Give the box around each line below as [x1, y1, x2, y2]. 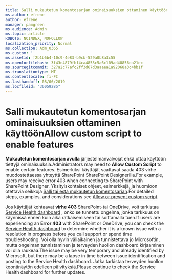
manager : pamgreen [5, 22, 45, 27]
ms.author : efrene [5, 12, 45, 17]
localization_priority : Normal [5, 41, 72, 46]
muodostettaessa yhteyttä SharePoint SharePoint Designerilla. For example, [5, 172, 164, 178]
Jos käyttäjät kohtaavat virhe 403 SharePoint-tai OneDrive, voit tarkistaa [5, 204, 159, 210]
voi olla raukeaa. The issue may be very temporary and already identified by [5, 247, 164, 253]
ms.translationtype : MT [5, 70, 56, 75]
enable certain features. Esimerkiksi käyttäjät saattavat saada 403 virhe [5, 166, 156, 172]
